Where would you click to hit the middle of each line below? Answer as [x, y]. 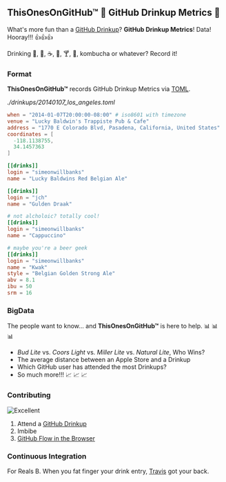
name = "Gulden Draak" [40, 204]
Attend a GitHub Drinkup [52, 423]
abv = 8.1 [21, 280]
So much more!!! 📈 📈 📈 [52, 375]
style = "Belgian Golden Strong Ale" [61, 274]
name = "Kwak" [28, 267]
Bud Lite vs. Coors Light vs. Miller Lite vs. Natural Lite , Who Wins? [111, 352]
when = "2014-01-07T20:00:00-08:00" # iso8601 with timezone [97, 115]
